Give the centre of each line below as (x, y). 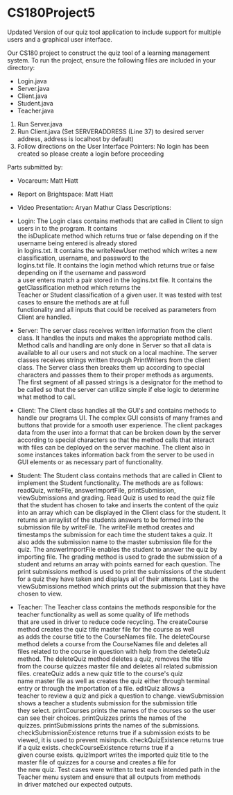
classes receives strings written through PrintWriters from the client (114, 360)
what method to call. (46, 397)
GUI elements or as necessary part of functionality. (90, 462)
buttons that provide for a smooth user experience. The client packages (120, 425)
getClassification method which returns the (79, 287)
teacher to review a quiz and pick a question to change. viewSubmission (120, 696)
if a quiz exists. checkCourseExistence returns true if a (95, 747)
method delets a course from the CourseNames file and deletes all (112, 644)
